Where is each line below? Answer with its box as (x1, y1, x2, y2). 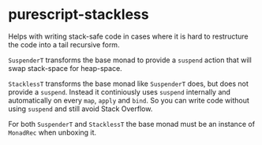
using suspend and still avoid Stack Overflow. (8, 104, 153, 113)
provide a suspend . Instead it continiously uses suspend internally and (8, 87, 231, 96)
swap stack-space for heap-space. (8, 63, 122, 72)
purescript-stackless (8, 6, 149, 24)
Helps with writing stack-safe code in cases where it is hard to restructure (8, 32, 249, 41)
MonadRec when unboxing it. (8, 128, 97, 137)
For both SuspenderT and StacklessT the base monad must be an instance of (8, 119, 255, 128)
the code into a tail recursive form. (8, 39, 120, 49)
